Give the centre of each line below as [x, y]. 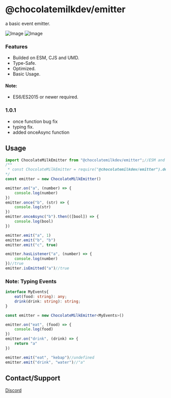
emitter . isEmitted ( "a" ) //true [37, 268]
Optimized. [24, 69]
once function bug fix [35, 121]
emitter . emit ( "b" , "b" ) [31, 240]
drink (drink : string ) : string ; [48, 301]
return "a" [26, 344]
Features [17, 46]
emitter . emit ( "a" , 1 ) [28, 235]
